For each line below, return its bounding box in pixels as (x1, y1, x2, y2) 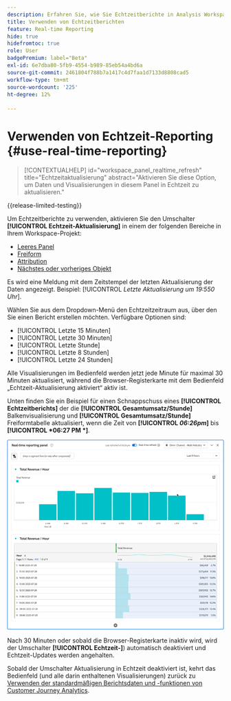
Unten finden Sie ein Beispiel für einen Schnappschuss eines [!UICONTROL (7, 397, 221, 405)
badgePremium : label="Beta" (7, 55, 88, 62)
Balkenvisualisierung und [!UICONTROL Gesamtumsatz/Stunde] (7, 411, 191, 420)
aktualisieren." (23, 188, 65, 196)
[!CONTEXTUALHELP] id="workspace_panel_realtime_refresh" (23, 166, 202, 175)
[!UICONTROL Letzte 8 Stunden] (16, 348, 109, 357)
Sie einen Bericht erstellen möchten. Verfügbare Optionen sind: (7, 313, 187, 321)
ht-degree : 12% (7, 91, 51, 98)
